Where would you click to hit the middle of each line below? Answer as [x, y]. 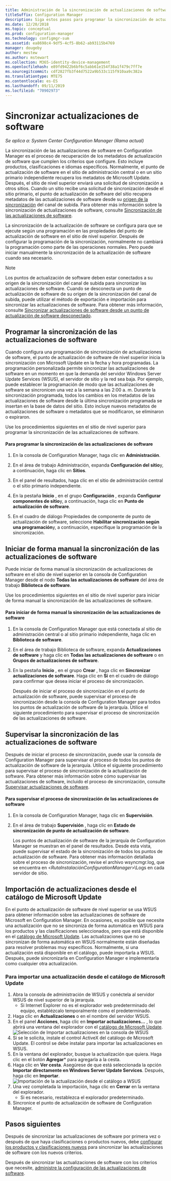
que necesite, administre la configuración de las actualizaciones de [76, 1168]
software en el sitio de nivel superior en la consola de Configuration [76, 575]
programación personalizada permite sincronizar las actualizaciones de [80, 368]
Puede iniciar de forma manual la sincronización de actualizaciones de [79, 569]
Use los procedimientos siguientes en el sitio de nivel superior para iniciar [83, 595]
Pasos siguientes [33, 1124]
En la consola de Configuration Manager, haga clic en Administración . [87, 455]
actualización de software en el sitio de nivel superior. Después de [75, 236]
